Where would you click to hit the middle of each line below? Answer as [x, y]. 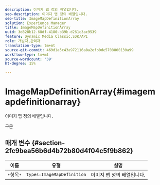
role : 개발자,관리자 [23, 41]
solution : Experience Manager [36, 23]
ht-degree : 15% [20, 63]
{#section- [48, 143]
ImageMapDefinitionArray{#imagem [80, 92]
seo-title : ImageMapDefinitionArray [42, 18]
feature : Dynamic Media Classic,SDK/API [47, 37]
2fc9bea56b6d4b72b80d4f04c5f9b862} [69, 151]
